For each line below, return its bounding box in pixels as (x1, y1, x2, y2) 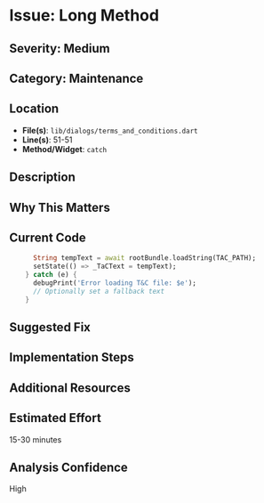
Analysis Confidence (9, 460, 129, 475)
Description (9, 170, 76, 185)
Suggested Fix (9, 320, 92, 335)
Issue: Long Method (9, 5, 160, 26)
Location (9, 101, 60, 117)
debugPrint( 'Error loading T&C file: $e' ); (32, 279, 197, 288)
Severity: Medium (9, 41, 110, 56)
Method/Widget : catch (21, 143, 108, 154)
